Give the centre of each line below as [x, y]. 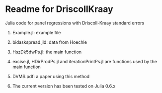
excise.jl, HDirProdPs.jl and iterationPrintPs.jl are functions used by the [85, 61]
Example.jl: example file [37, 32]
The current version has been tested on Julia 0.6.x [64, 86]
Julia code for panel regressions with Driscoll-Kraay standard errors [75, 23]
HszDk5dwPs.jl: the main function [47, 52]
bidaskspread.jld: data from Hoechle [49, 42]
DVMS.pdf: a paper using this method [51, 76]
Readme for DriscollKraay [59, 9]
